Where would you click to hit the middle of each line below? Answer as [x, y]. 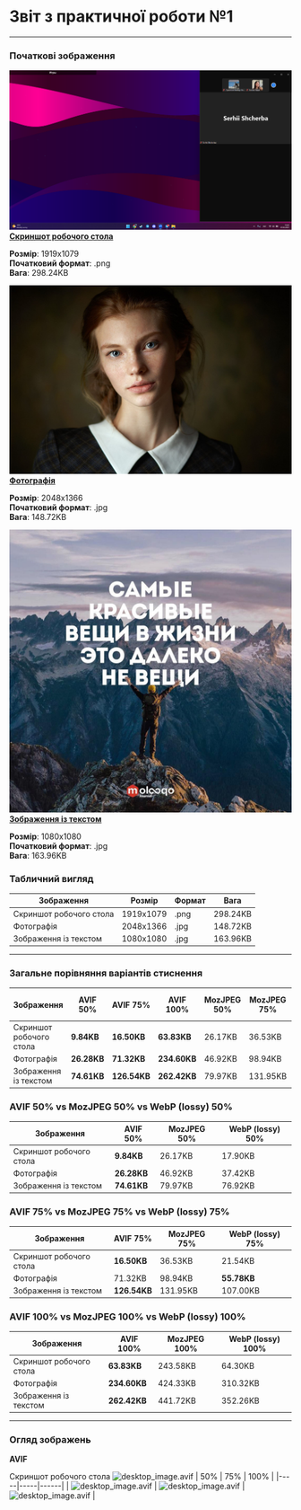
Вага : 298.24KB [39, 272]
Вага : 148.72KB [38, 517]
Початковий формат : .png [60, 263]
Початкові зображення [62, 56]
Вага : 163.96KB [38, 855]
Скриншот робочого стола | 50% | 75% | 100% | [142, 1477]
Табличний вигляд [52, 879]
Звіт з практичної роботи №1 [121, 17]
